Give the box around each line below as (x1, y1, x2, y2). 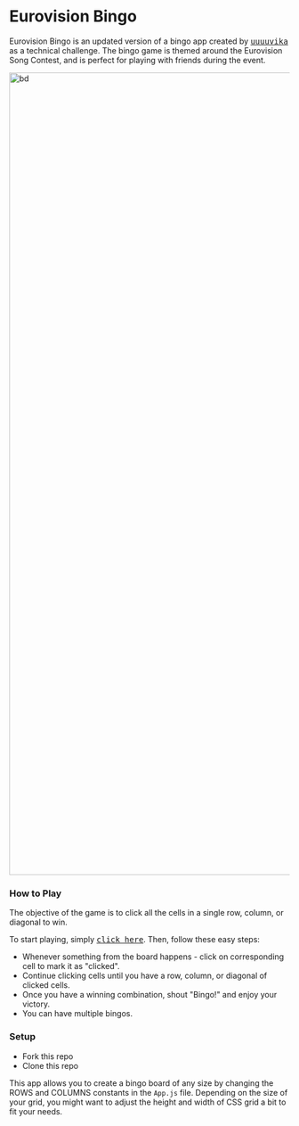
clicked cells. (21, 980, 70, 990)
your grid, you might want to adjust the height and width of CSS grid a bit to (9, 1097, 287, 1107)
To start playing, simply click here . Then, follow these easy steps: (9, 934, 261, 945)
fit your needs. (9, 1105, 63, 1116)
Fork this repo (21, 1050, 74, 1062)
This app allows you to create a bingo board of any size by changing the (9, 1077, 274, 1089)
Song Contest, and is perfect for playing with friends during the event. (9, 54, 266, 65)
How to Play (9, 887, 62, 900)
